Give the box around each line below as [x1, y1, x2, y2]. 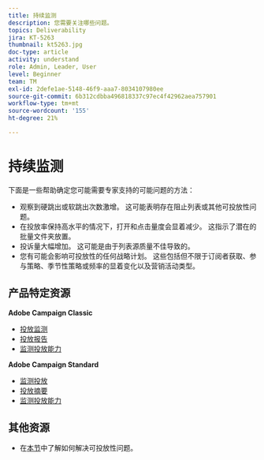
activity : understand [8, 56, 80, 64]
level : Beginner [8, 70, 61, 78]
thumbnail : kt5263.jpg [8, 41, 83, 49]
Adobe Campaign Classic [8, 308, 93, 317]
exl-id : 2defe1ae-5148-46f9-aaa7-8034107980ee [8, 84, 164, 93]
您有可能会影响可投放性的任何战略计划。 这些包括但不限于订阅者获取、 [19, 251, 250, 260]
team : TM [8, 77, 37, 85]
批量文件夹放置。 [19, 231, 76, 241]
